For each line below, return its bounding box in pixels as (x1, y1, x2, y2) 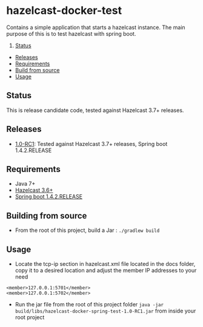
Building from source (6, 210, 87, 221)
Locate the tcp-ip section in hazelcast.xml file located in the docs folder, (15, 260, 196, 267)
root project (15, 314, 45, 321)
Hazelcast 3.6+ (15, 187, 53, 194)
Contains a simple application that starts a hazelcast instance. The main (6, 24, 186, 31)
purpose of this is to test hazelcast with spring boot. (6, 30, 136, 37)
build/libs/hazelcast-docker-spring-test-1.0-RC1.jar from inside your (15, 307, 196, 314)
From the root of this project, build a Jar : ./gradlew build (15, 226, 160, 234)
